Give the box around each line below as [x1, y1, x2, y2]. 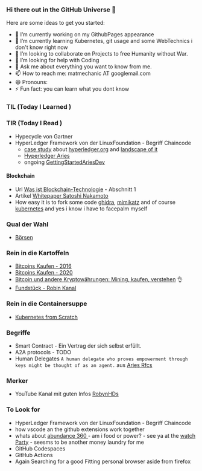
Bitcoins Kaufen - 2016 [14, 262, 72, 270]
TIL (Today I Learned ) [6, 103, 71, 111]
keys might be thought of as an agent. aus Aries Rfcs [14, 361, 153, 368]
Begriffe [6, 328, 31, 337]
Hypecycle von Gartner [14, 132, 73, 140]
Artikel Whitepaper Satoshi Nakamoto [14, 192, 109, 199]
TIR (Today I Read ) [6, 119, 62, 128]
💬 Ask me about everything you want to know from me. [14, 63, 152, 70]
